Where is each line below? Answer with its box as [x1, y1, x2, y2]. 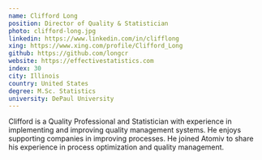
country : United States [8, 79, 89, 87]
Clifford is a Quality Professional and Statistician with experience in [8, 116, 233, 126]
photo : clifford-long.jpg [8, 27, 96, 35]
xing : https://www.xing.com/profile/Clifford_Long [8, 42, 183, 50]
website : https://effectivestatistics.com [8, 57, 154, 65]
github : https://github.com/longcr [8, 49, 129, 57]
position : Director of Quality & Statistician [8, 19, 169, 27]
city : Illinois [8, 72, 60, 80]
